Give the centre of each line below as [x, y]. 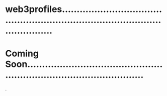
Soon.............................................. [84, 64]
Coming [22, 54]
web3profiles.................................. [84, 9]
